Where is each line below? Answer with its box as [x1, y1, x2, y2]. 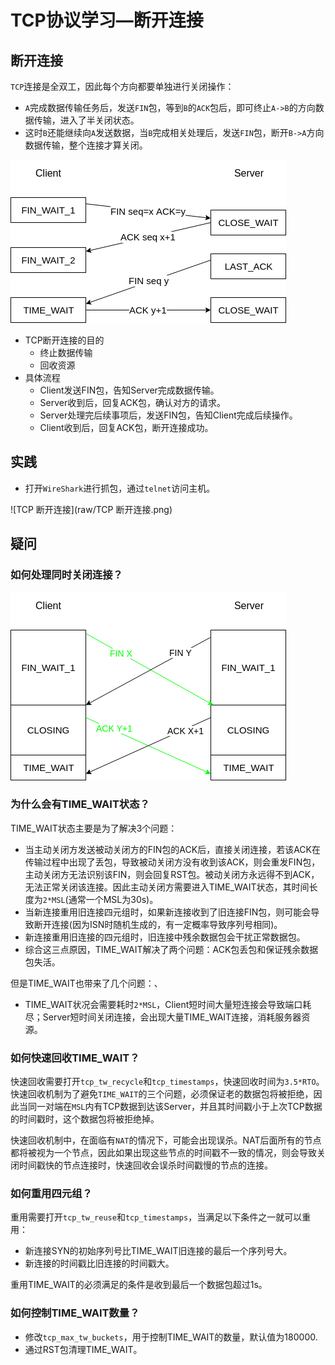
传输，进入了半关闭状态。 [33, 114, 140, 126]
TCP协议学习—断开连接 [10, 9, 204, 32]
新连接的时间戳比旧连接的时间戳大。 [24, 1257, 175, 1270]
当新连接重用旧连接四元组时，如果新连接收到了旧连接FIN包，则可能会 [24, 906, 312, 918]
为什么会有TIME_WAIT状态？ [10, 797, 150, 811]
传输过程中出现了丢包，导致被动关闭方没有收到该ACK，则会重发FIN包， [24, 856, 321, 868]
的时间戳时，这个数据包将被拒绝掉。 [10, 1113, 160, 1125]
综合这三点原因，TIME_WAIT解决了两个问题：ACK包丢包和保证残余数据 [24, 943, 319, 955]
